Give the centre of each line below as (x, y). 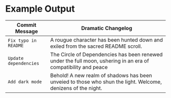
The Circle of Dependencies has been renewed (106, 54)
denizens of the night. (76, 88)
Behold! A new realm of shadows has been (101, 75)
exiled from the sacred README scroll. (96, 46)
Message (26, 31)
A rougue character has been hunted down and (107, 40)
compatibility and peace (79, 67)
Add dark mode (25, 81)
